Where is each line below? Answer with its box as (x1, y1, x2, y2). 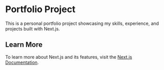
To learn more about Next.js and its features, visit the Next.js (5, 54, 132, 60)
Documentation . (5, 59, 39, 65)
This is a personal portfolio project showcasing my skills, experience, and (5, 20, 159, 26)
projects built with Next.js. (5, 25, 60, 31)
